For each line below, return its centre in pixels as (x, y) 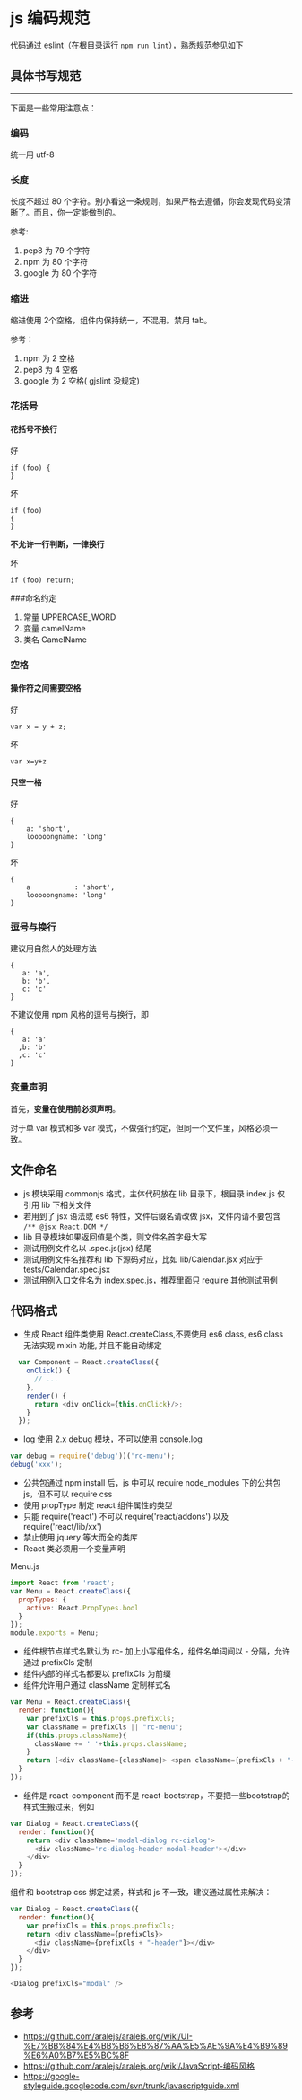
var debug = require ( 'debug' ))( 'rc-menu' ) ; (93, 1456)
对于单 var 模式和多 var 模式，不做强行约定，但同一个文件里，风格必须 (140, 1127)
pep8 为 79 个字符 (56, 251)
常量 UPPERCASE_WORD (69, 617)
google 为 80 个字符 (60, 273)
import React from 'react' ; (63, 1583)
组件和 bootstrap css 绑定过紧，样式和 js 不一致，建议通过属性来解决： (141, 1893)
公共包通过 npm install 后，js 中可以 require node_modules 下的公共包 (152, 1483)
